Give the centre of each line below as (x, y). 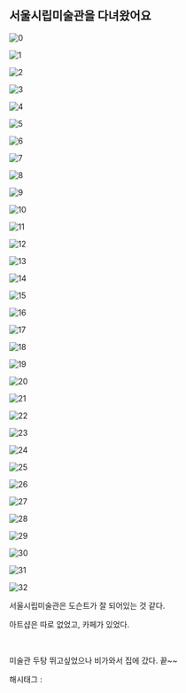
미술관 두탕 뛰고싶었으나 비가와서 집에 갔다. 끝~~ (93, 660)
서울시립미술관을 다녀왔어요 (81, 16)
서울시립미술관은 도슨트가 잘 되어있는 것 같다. (87, 605)
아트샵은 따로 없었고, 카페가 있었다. (70, 624)
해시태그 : (26, 679)
